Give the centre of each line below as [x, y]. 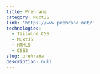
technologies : [24, 28]
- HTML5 [21, 45]
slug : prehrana [25, 56]
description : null [29, 61]
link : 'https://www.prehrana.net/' [51, 23]
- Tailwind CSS [31, 34]
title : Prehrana [26, 12]
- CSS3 [20, 51]
